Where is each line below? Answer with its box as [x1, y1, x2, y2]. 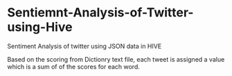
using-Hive [7, 19, 73, 35]
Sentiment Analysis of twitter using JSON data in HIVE [7, 42, 162, 50]
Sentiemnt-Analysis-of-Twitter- [7, 5, 194, 21]
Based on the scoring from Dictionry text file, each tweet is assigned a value [7, 55, 225, 63]
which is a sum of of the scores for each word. [7, 62, 141, 71]
